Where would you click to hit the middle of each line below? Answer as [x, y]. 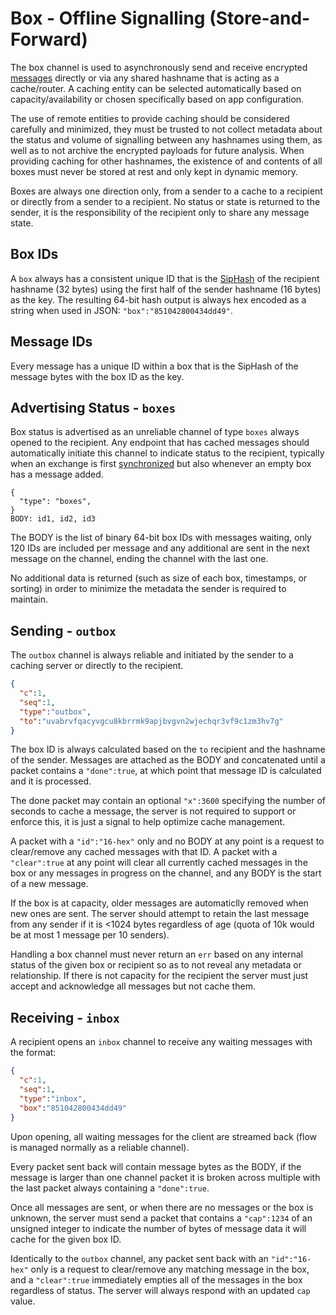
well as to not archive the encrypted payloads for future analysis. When [157, 150]
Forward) [49, 39]
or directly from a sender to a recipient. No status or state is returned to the [165, 201]
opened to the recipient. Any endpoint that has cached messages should [160, 443]
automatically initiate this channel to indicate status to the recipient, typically [167, 453]
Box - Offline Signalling [108, 18]
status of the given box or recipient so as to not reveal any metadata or [156, 965]
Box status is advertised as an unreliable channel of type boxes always [155, 432]
